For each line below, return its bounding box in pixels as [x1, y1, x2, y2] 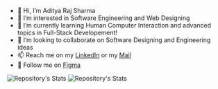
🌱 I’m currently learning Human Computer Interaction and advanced [17, 21, 212, 29]
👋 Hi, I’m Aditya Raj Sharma [17, 7, 96, 14]
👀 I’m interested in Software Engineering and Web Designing [17, 14, 190, 22]
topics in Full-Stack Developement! [17, 28, 118, 37]
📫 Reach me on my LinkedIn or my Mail [17, 51, 132, 59]
